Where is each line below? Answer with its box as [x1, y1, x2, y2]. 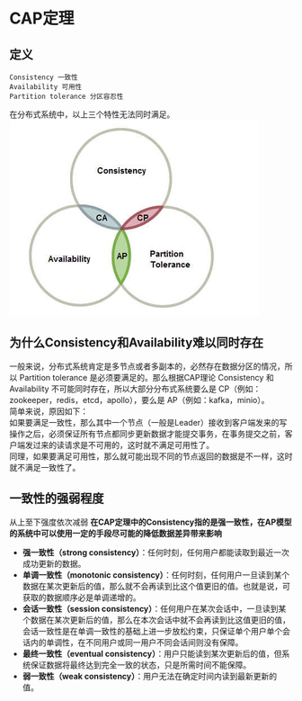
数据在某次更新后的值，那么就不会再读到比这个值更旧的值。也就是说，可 [22, 580, 290, 591]
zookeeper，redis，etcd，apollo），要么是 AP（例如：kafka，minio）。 [9, 394, 270, 405]
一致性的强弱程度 [9, 491, 104, 507]
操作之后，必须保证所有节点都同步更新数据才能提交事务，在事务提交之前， [9, 428, 285, 439]
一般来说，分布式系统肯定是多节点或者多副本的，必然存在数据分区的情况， [9, 361, 285, 372]
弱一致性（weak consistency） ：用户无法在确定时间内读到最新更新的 [22, 670, 278, 681]
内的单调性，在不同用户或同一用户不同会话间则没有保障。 [30, 636, 244, 648]
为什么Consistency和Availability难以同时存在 [9, 335, 263, 351]
